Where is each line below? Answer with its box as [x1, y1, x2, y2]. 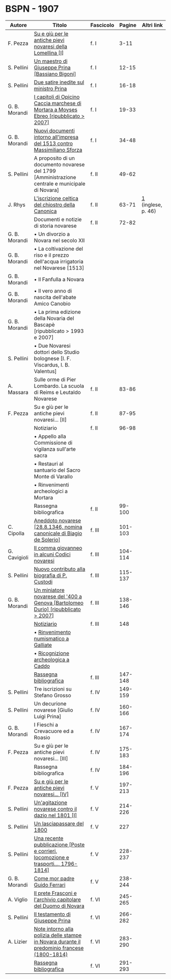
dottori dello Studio [34, 348, 80, 355]
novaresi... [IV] [34, 791, 69, 798]
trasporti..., [34, 860, 60, 867]
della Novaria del [34, 314, 74, 322]
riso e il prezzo [34, 251, 69, 258]
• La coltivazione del [34, 245, 83, 252]
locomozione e [34, 853, 70, 861]
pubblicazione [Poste [34, 841, 85, 848]
